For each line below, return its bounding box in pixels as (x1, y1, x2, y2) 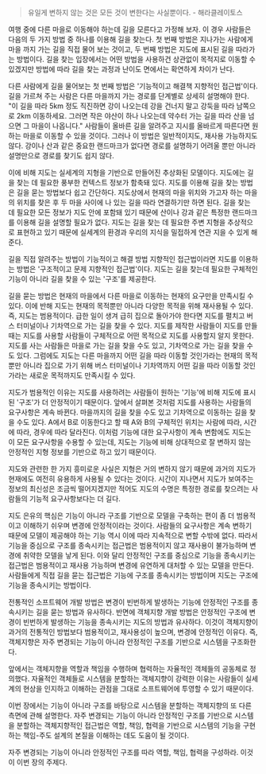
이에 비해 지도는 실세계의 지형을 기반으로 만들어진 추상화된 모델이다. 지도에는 (8, 168, 246, 177)
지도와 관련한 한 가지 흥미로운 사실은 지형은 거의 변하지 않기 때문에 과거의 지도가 (8, 465, 256, 473)
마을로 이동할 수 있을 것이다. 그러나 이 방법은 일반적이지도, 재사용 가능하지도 (22, 131, 258, 140)
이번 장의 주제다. (16, 757, 67, 767)
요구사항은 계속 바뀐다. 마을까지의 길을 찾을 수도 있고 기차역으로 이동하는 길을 (8, 407, 248, 417)
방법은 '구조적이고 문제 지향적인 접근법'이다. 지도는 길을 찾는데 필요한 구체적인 (16, 264, 258, 274)
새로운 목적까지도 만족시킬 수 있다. (29, 371, 136, 380)
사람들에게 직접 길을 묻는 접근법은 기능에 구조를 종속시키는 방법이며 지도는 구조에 (8, 570, 259, 580)
